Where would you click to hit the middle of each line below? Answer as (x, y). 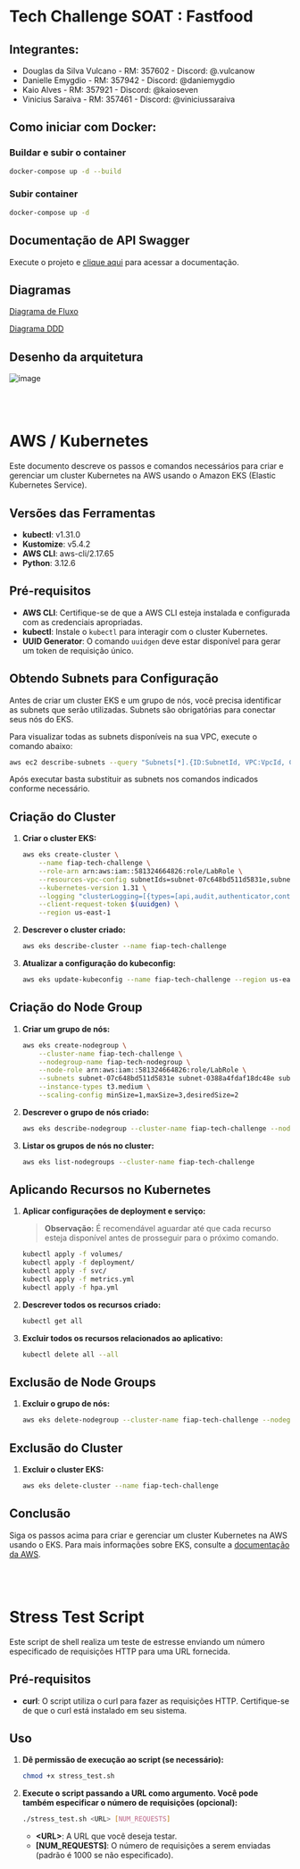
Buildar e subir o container (68, 153)
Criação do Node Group (76, 1008)
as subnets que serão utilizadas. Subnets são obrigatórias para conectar (142, 709)
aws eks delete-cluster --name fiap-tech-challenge (120, 1486)
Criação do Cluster (62, 817)
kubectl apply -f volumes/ (72, 1255)
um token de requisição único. (78, 650)
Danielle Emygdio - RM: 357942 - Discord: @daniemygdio (128, 80)
